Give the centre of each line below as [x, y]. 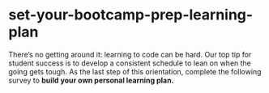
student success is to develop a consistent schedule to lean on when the [130, 63]
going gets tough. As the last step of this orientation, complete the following [135, 71]
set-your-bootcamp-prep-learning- [131, 15]
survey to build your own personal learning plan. [91, 80]
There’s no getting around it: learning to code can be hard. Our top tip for [130, 54]
